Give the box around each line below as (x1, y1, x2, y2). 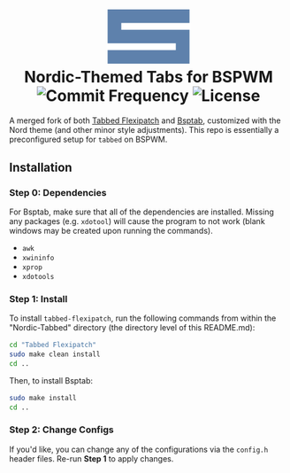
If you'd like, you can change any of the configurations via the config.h (9, 444, 269, 454)
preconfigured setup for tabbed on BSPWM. (9, 134, 168, 145)
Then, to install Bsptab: (9, 375, 94, 385)
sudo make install (9, 393, 77, 402)
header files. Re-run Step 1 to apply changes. (9, 453, 174, 464)
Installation (9, 159, 72, 174)
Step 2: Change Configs (9, 423, 114, 436)
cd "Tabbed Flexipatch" (9, 341, 97, 350)
